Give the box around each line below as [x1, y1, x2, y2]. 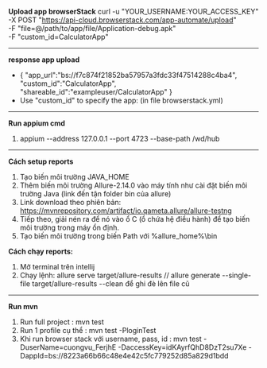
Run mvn [8, 302, 38, 311]
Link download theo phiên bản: [19, 198, 122, 207]
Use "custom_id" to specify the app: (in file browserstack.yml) [19, 95, 224, 105]
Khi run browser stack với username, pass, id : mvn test [19, 334, 203, 343]
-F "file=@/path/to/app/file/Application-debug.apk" [8, 24, 176, 33]
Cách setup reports [8, 157, 74, 166]
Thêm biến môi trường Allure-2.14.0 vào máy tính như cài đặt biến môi [19, 180, 248, 190]
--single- [222, 270, 252, 280]
